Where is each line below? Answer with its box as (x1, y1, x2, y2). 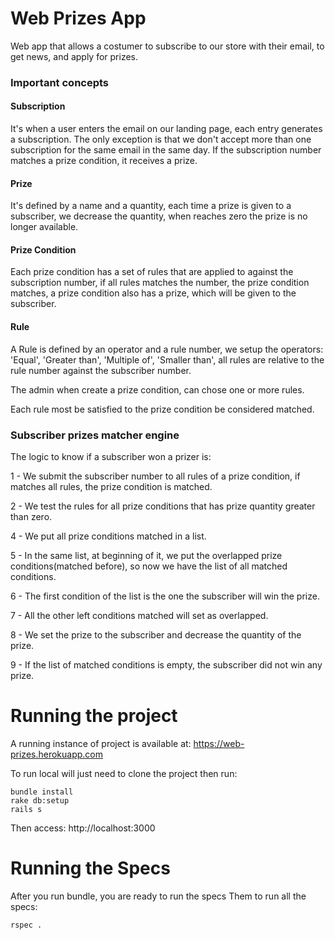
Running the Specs (10, 857, 171, 880)
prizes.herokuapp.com (10, 748, 104, 760)
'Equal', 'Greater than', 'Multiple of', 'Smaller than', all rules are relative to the (10, 353, 325, 366)
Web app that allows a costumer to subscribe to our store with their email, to (10, 40, 325, 52)
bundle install (10, 787, 74, 797)
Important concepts (10, 75, 110, 89)
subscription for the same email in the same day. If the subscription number (10, 144, 322, 156)
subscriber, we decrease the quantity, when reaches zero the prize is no (10, 210, 308, 222)
